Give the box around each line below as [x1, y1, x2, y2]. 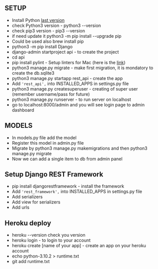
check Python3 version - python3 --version [11, 22, 101, 28]
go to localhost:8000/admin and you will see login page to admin [11, 101, 145, 107]
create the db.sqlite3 [11, 70, 55, 76]
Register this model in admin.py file [11, 140, 84, 146]
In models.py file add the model [11, 134, 77, 141]
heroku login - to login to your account [11, 237, 91, 243]
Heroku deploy [4, 219, 52, 227]
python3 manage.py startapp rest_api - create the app [11, 75, 123, 81]
